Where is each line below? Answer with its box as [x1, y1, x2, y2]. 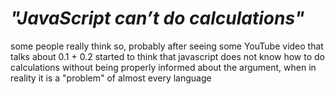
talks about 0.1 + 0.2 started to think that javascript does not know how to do [10, 50, 325, 62]
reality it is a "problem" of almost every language [10, 72, 212, 84]
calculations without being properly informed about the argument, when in [10, 61, 317, 73]
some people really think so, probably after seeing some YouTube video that [10, 40, 324, 52]
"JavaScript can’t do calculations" [10, 7, 305, 30]
